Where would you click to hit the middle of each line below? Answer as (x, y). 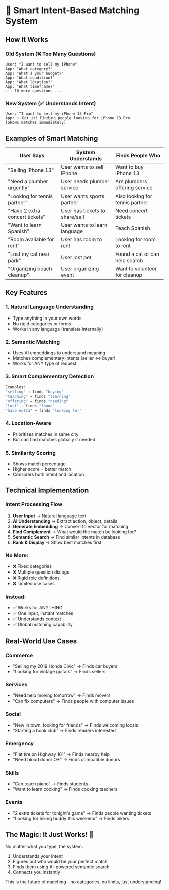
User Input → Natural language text (49, 516)
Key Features (26, 293)
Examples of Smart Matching (52, 138)
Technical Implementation (47, 490)
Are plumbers (131, 181)
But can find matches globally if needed (54, 439)
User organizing (80, 268)
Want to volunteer (136, 268)
